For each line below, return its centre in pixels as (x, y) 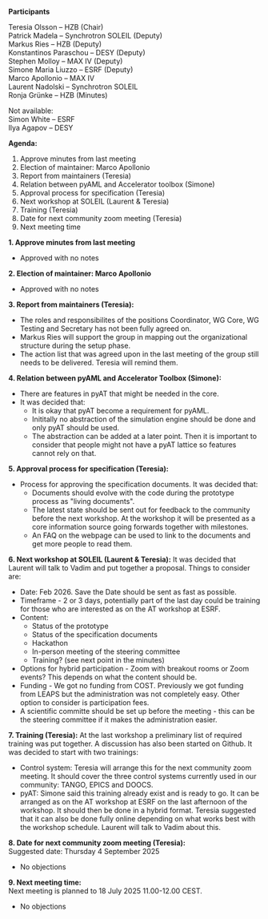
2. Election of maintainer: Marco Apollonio (80, 273)
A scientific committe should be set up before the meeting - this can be (137, 711)
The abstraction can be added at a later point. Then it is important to (144, 436)
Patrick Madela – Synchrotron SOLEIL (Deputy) (85, 36)
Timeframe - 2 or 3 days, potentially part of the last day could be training (140, 601)
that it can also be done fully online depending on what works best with (138, 819)
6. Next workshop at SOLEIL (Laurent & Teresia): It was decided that (122, 559)
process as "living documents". (83, 501)
